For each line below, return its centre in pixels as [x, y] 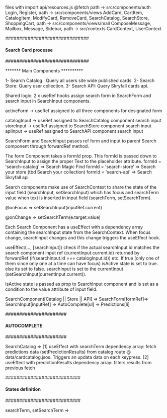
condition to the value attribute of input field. [51, 289]
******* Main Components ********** [44, 71]
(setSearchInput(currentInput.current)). [46, 274]
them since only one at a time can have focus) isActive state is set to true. [82, 264]
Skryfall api [17, 178]
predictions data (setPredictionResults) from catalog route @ [68, 352]
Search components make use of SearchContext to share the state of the [81, 187]
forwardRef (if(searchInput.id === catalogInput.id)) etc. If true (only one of [82, 258]
